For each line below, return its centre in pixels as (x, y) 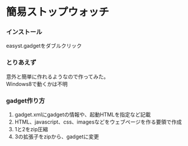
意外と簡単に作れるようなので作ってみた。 (58, 77)
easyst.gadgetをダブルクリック (44, 46)
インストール (24, 32)
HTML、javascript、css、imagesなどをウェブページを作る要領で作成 (98, 122)
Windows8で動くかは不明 (37, 84)
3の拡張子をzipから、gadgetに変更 (57, 137)
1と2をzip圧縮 (31, 130)
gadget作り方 (26, 101)
